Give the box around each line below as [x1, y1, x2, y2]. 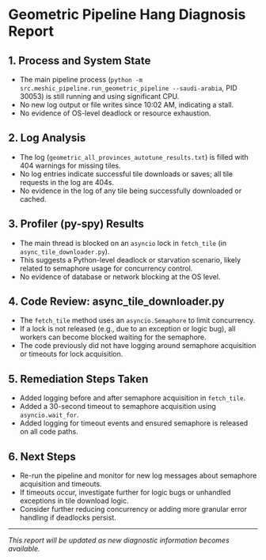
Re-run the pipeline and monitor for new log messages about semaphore [19, 471, 257, 480]
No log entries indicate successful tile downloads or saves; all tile [19, 168, 234, 179]
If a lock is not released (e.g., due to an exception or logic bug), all [19, 324, 236, 334]
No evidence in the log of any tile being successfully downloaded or [19, 186, 242, 195]
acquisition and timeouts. [19, 479, 102, 489]
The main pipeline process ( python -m [19, 75, 143, 84]
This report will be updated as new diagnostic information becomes [8, 535, 230, 545]
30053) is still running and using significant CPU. [19, 92, 180, 100]
